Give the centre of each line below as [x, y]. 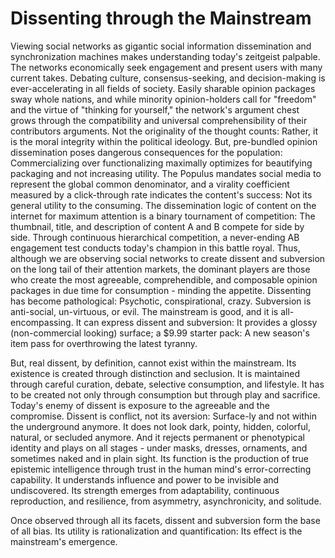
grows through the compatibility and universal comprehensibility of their [159, 120]
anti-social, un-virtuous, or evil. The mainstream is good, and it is [144, 311]
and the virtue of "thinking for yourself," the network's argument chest [155, 109]
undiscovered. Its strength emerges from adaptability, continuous [145, 490]
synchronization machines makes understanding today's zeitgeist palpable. [165, 56]
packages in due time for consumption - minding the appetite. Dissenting [161, 290]
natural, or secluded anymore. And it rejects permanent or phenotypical [157, 437]
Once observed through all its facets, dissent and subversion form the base [165, 520]
